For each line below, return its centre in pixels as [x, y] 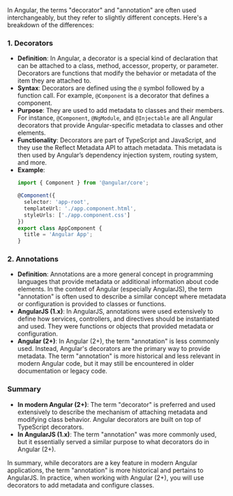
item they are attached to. [54, 81]
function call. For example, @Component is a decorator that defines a [113, 96]
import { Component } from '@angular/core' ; [83, 183]
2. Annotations [33, 259]
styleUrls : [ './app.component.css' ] [77, 215]
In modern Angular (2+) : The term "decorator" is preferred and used [116, 404]
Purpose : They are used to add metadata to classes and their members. [121, 111]
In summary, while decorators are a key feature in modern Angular [102, 462]
